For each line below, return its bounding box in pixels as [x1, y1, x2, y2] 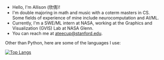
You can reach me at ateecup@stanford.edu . [12, 31, 103, 36]
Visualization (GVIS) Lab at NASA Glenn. [12, 25, 94, 31]
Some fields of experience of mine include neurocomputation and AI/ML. [12, 15, 159, 20]
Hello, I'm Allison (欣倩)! [12, 4, 60, 10]
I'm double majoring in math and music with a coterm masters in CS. [12, 10, 150, 16]
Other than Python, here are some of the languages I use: [5, 40, 121, 45]
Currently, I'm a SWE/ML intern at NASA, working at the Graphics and [12, 20, 153, 26]
